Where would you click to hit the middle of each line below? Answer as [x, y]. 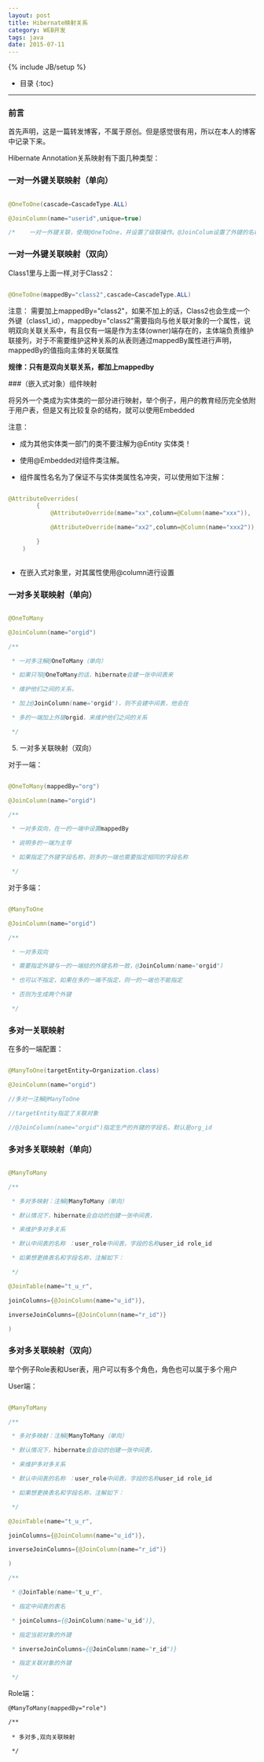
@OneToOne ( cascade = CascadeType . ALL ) [68, 204]
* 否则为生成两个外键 [42, 995]
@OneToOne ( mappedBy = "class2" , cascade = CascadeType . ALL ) [100, 295]
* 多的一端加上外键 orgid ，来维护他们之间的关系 [79, 718]
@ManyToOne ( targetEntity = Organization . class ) [84, 1071]
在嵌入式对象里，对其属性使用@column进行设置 [97, 572]
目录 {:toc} [37, 83]
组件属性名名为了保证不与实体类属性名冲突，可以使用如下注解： [123, 477]
